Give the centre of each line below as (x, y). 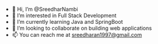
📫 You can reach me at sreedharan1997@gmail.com (77, 35)
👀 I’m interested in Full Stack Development (64, 15)
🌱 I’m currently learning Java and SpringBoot (67, 22)
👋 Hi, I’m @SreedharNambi (45, 9)
